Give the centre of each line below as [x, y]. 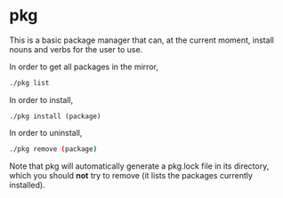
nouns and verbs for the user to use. [76, 49]
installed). [28, 185]
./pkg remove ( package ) [53, 149]
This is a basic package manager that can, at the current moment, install [141, 40]
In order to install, [41, 99]
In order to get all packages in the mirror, [84, 67]
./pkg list [29, 83]
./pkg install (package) [55, 116]
